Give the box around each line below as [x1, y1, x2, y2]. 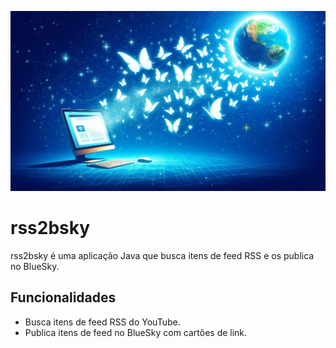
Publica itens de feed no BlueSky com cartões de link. [24, 326, 248, 338]
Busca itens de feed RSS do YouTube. [24, 316, 181, 328]
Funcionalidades [10, 289, 117, 306]
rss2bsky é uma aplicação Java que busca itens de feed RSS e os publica [10, 249, 315, 261]
